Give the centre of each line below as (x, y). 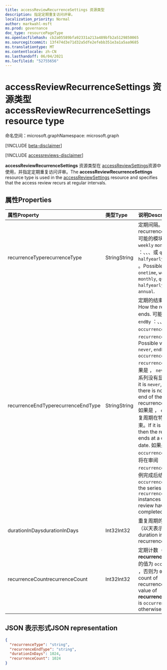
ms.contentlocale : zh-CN (31, 51)
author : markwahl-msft (29, 24)
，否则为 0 (150, 571)
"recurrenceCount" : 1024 (35, 659)
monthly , (148, 279)
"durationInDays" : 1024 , (35, 654)
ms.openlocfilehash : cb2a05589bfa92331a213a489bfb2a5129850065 (72, 38)
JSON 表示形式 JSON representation (61, 628)
